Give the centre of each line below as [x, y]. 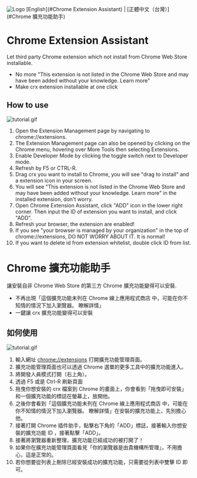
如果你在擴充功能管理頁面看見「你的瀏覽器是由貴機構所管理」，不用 [96, 447]
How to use [28, 105]
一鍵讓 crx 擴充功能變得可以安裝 [54, 312]
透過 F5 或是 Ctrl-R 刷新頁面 [49, 381]
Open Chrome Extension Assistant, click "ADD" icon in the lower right [99, 205]
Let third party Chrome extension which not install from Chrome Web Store [97, 57]
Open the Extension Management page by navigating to [82, 131]
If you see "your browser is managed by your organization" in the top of [102, 230]
